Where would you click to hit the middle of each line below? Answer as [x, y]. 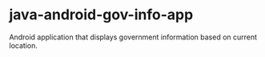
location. [24, 45]
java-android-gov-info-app [101, 15]
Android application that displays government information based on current [133, 37]
